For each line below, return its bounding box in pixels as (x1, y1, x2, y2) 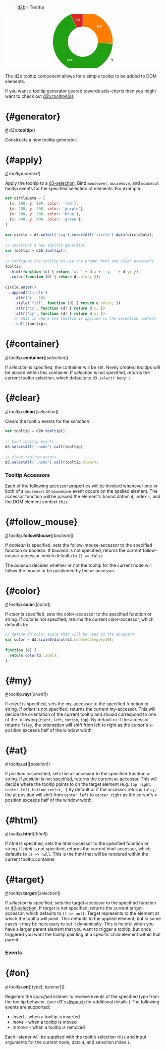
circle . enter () (5, 285, 37, 290)
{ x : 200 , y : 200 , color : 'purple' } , (9, 206, 85, 211)
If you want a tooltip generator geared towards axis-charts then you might (5, 88, 156, 94)
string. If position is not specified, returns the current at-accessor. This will (5, 776, 158, 782)
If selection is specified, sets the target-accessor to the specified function (5, 900, 156, 906)
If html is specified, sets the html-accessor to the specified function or (5, 840, 149, 846)
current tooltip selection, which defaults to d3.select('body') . (5, 375, 132, 381)
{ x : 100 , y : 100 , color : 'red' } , (9, 201, 79, 206)
